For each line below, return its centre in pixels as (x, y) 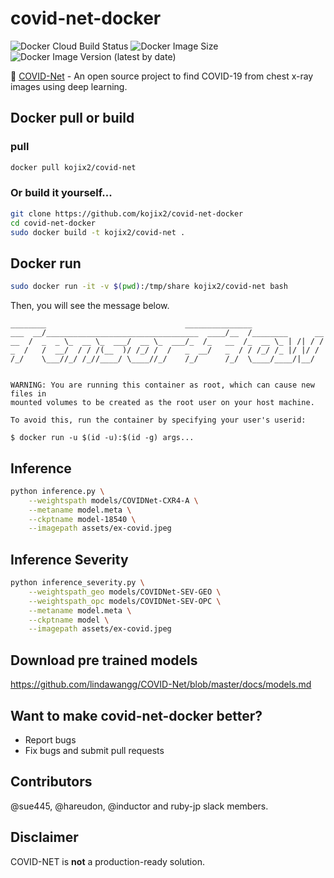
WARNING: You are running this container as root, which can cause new (162, 385)
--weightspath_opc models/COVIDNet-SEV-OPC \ (125, 601)
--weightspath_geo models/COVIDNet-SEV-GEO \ (125, 592)
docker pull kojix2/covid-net (73, 167)
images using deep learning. (69, 86)
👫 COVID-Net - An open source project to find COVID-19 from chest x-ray (162, 76)
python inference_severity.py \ (77, 583)
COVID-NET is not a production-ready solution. (107, 861)
